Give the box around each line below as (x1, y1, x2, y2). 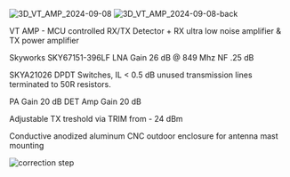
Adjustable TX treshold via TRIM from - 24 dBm (9, 114, 184, 124)
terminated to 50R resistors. (9, 79, 111, 89)
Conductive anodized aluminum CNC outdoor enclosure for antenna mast (9, 131, 278, 141)
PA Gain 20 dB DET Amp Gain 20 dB (9, 96, 142, 107)
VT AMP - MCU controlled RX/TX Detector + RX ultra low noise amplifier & (9, 26, 282, 36)
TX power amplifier (9, 36, 80, 45)
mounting (9, 141, 44, 150)
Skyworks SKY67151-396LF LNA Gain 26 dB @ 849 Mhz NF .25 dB (9, 52, 254, 62)
